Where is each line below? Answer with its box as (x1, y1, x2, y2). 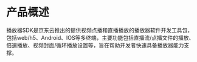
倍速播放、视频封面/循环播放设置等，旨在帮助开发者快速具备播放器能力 (6, 42, 184, 49)
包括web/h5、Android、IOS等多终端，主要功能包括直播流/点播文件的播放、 (6, 34, 195, 41)
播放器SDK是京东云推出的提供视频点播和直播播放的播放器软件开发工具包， (6, 26, 193, 34)
